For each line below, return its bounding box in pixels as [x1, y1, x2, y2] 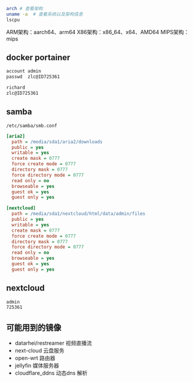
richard [6, 84, 26, 91]
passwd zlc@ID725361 [6, 74, 60, 80]
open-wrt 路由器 [14, 354, 56, 362]
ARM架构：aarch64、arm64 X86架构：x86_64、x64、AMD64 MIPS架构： [6, 28, 189, 35]
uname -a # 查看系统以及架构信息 [6, 11, 83, 17]
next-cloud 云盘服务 [14, 347, 65, 354]
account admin [6, 68, 42, 74]
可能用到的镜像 [6, 322, 62, 332]
